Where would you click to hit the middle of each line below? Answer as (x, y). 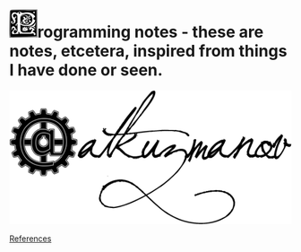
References (30, 239)
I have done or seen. (86, 70)
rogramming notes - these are (150, 32)
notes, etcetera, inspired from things (148, 52)
